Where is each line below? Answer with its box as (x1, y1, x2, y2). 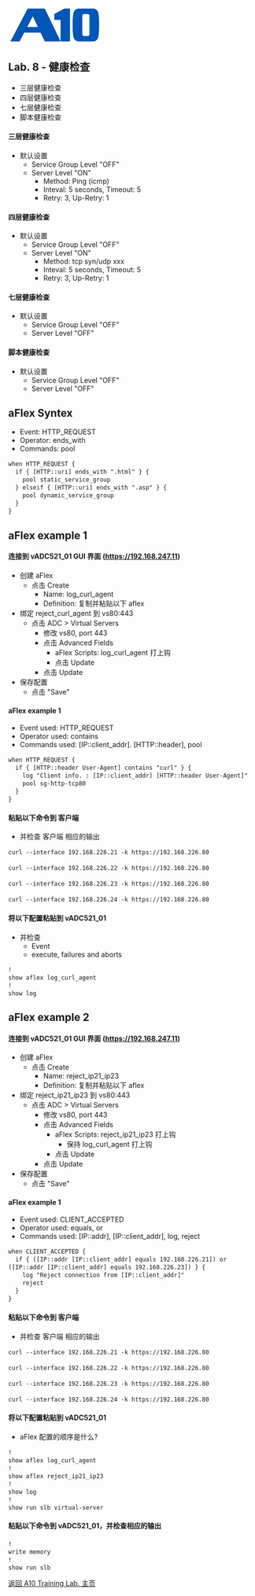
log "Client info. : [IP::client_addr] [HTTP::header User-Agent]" (22, 772, 248, 780)
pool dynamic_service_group (22, 492, 114, 499)
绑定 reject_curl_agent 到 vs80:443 (19, 609, 134, 618)
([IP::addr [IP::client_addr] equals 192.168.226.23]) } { (8, 1263, 206, 1272)
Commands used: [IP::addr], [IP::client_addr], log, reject (19, 1232, 201, 1241)
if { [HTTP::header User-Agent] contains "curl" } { (15, 764, 192, 772)
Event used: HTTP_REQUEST (19, 723, 114, 733)
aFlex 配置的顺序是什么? (19, 1432, 98, 1441)
